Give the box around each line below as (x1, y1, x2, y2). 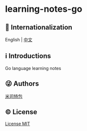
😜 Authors (5, 80, 39, 88)
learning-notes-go (5, 3, 83, 15)
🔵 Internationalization (5, 23, 73, 32)
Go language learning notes (5, 65, 61, 71)
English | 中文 (5, 37, 33, 42)
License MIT (5, 121, 30, 127)
